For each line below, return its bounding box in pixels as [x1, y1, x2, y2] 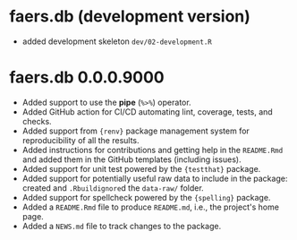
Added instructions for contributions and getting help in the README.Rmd [21, 144, 284, 155]
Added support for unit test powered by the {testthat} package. [21, 163, 261, 174]
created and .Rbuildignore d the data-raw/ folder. [21, 182, 204, 193]
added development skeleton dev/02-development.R [21, 36, 212, 47]
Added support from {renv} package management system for [21, 125, 250, 136]
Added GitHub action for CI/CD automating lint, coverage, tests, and [21, 106, 273, 117]
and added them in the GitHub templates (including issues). [21, 154, 242, 165]
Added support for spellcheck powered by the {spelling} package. [21, 192, 271, 202]
